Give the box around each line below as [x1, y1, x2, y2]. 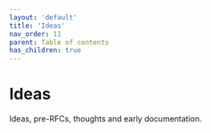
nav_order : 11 [9, 29, 62, 38]
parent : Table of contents [9, 37, 110, 47]
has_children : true [9, 46, 82, 55]
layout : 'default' [9, 12, 77, 22]
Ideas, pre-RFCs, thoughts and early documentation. [9, 113, 202, 124]
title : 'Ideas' [9, 21, 66, 30]
